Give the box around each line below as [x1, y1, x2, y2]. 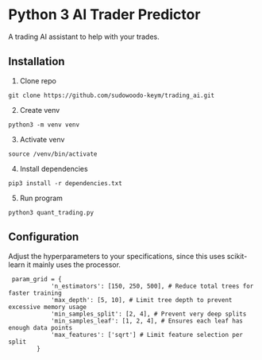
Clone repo [19, 75, 57, 85]
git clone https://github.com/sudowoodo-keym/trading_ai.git [8, 91, 215, 99]
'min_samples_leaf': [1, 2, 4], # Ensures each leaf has [50, 316, 244, 325]
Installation [8, 55, 65, 68]
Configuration [8, 230, 79, 244]
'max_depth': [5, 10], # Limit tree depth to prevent [50, 296, 233, 304]
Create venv [19, 105, 60, 114]
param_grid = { [11, 275, 62, 283]
